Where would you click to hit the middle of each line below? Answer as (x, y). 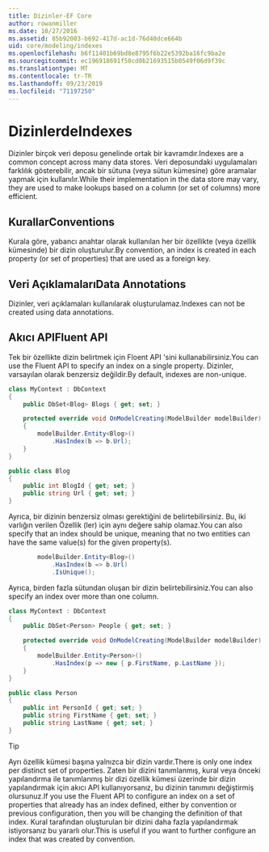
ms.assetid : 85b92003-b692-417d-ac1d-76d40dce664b (95, 38)
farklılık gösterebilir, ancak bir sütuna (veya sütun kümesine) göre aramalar (132, 171)
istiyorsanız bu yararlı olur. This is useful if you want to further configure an (132, 830)
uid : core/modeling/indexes (56, 46)
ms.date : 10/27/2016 (43, 31)
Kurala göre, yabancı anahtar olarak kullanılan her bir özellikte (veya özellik (132, 242)
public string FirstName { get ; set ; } (90, 716)
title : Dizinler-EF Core (50, 16)
